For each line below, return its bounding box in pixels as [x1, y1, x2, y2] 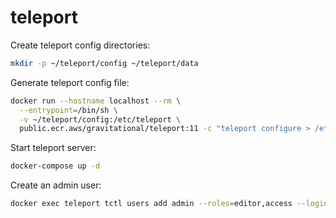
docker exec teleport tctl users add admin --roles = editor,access [10, 199, 293, 209]
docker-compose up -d [10, 161, 101, 171]
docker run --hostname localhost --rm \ [10, 96, 182, 106]
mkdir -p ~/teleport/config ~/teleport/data [10, 58, 199, 68]
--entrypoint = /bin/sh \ [19, 105, 118, 115]
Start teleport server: [10, 142, 97, 154]
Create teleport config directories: [10, 39, 151, 51]
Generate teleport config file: [10, 76, 130, 88]
